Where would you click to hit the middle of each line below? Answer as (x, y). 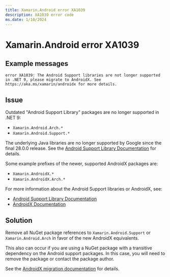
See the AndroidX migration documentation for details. (62, 269)
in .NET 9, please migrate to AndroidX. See (53, 80)
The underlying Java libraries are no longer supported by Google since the (83, 143)
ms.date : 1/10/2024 (26, 19)
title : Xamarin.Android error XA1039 (45, 10)
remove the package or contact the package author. (60, 259)
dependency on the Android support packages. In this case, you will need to (85, 253)
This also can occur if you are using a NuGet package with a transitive (79, 248)
